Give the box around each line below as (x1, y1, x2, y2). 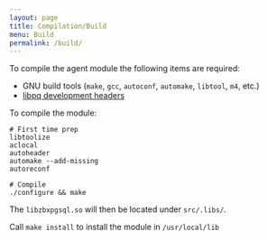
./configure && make (9, 189, 88, 198)
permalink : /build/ (9, 38, 83, 48)
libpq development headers (22, 90, 125, 101)
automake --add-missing (9, 157, 99, 166)
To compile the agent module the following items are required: (9, 63, 241, 74)
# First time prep (9, 125, 79, 134)
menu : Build (9, 30, 54, 39)
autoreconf (9, 164, 51, 174)
